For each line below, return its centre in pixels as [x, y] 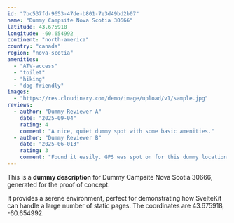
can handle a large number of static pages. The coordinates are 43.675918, [116, 205]
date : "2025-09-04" [48, 118]
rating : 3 [34, 151]
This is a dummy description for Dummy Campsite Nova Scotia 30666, [110, 177]
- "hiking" [29, 79]
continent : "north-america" [48, 40]
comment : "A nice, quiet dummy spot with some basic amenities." [117, 131]
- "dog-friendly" [39, 86]
